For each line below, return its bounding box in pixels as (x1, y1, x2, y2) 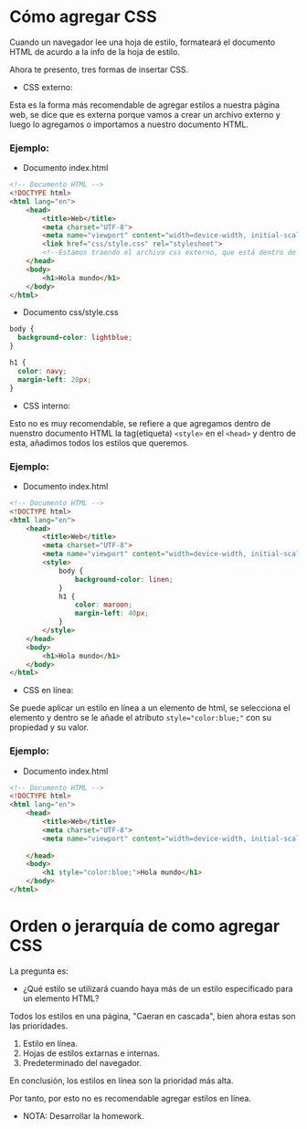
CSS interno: (22, 400, 71, 411)
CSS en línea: (22, 685, 74, 696)
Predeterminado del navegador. (22, 1057, 143, 1068)
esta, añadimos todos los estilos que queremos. (9, 437, 190, 448)
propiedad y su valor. (9, 722, 90, 733)
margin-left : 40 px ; (74, 609, 149, 618)
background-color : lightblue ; (17, 333, 132, 343)
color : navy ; (17, 366, 68, 375)
